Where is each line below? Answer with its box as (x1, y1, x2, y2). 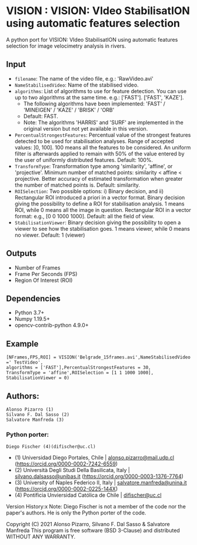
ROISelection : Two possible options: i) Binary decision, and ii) (14, 187, 164, 195)
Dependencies (6, 293, 61, 304)
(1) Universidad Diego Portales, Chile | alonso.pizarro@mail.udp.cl (14, 454, 175, 461)
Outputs (6, 248, 37, 258)
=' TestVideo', (6, 360, 44, 365)
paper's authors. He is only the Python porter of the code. (6, 509, 146, 516)
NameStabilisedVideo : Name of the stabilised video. (14, 81, 139, 88)
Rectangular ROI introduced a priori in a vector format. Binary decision (14, 194, 185, 201)
